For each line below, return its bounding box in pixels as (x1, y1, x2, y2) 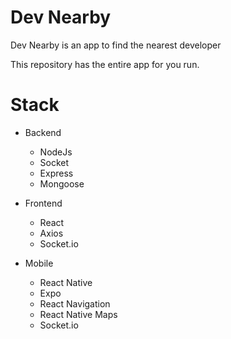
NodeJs (39, 146, 73, 158)
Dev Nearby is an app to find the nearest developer (10, 39, 222, 51)
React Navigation (39, 297, 111, 310)
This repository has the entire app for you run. (10, 58, 200, 70)
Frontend (24, 197, 63, 209)
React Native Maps (39, 308, 118, 320)
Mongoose (39, 177, 85, 190)
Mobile (24, 257, 54, 269)
